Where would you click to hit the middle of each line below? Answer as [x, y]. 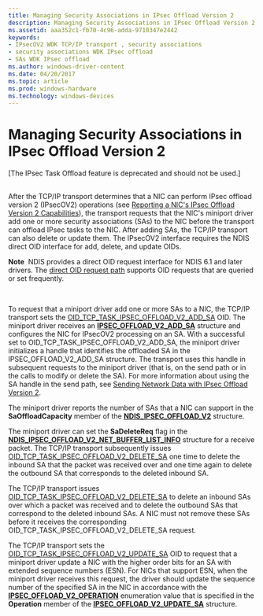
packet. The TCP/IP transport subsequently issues [90, 448]
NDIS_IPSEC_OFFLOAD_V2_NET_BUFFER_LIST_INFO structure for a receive [131, 439]
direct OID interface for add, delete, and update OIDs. [95, 246]
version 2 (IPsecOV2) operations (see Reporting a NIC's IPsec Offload [121, 205]
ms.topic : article [38, 81]
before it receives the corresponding [68, 522]
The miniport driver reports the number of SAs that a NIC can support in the [131, 408]
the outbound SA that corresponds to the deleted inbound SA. [109, 473]
